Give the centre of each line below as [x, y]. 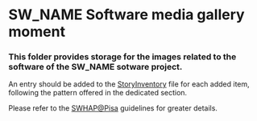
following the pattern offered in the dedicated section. [98, 93]
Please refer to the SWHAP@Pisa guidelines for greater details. [113, 108]
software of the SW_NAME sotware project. [95, 67]
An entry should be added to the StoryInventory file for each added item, [129, 84]
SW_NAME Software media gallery [126, 15]
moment [37, 32]
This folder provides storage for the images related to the [122, 57]
